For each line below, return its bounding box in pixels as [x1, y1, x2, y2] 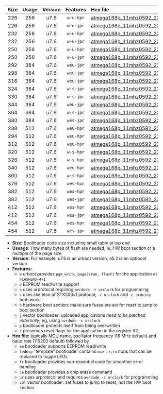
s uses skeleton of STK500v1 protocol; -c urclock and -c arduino [19, 291, 151, 297]
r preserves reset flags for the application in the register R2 [19, 328, 138, 333]
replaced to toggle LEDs [19, 354, 68, 359]
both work [19, 297, 40, 303]
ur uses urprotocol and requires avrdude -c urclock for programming [19, 374, 158, 380]
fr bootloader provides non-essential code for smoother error [19, 359, 143, 364]
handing [19, 364, 36, 370]
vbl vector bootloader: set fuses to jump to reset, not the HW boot [19, 379, 152, 385]
